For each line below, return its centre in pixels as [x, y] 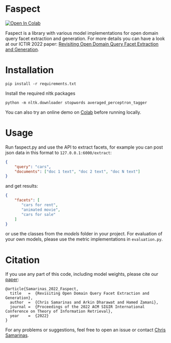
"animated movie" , [41, 210]
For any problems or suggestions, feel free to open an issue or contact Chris [86, 330]
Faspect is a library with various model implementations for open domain [82, 33]
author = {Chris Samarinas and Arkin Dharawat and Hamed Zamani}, [84, 302]
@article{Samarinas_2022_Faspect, [42, 289]
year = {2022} [30, 316]
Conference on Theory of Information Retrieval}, [59, 311]
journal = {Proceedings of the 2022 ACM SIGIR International [77, 307]
